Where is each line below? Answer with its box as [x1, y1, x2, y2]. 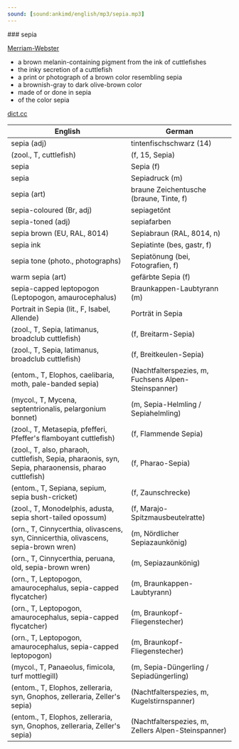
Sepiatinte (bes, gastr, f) [130, 239, 212, 249]
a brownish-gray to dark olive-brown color [17, 80, 142, 89]
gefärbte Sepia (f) [130, 272, 191, 281]
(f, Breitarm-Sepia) [130, 329, 196, 339]
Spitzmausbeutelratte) [130, 512, 206, 522]
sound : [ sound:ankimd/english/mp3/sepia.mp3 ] [7, 10, 144, 18]
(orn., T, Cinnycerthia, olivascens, [11, 524, 123, 534]
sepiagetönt [130, 205, 171, 215]
